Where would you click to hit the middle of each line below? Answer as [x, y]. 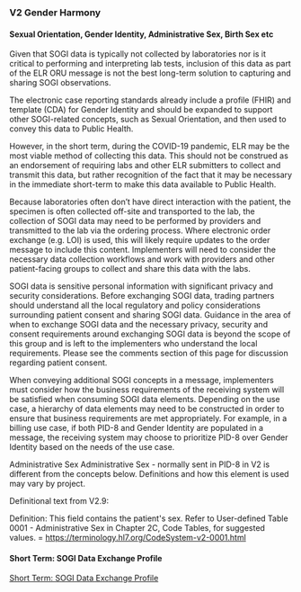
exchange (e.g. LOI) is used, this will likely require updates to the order [140, 240]
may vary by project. [47, 484]
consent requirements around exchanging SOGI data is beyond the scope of [150, 334]
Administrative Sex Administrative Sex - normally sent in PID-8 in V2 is [140, 464]
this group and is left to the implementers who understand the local [133, 344]
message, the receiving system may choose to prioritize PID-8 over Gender [149, 437]
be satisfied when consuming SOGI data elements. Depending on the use [145, 399]
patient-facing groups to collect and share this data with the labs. [130, 269]
